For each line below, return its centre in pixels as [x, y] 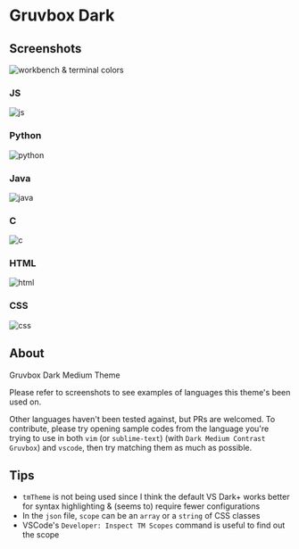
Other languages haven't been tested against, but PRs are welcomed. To [142, 419]
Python [25, 136]
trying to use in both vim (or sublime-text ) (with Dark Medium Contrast [137, 437]
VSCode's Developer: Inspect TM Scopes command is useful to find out [154, 525]
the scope [41, 535]
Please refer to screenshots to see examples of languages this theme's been [150, 392]
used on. [25, 402]
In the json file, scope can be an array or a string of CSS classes [141, 516]
